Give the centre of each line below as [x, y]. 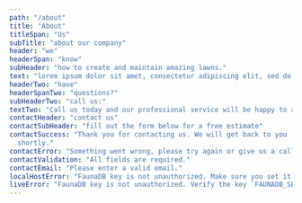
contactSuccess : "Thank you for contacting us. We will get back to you [148, 135]
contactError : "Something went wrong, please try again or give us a [142, 151]
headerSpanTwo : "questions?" [64, 93]
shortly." [36, 143]
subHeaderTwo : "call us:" [58, 101]
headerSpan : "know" [46, 59]
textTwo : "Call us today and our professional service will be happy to [148, 110]
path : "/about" [38, 18]
